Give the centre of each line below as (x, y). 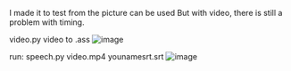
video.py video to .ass (50, 39)
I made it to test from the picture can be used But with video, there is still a (146, 13)
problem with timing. (47, 22)
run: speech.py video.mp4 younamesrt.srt (87, 56)
